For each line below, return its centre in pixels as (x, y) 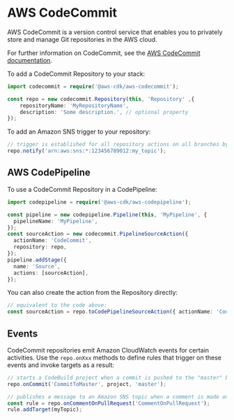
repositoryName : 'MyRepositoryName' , (75, 106)
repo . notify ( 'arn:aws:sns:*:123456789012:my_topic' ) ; (87, 151)
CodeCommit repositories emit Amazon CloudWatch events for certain (108, 350)
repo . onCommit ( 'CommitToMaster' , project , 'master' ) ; (87, 384)
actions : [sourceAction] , (51, 273)
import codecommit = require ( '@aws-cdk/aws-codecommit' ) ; (93, 86)
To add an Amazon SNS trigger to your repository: (79, 132)
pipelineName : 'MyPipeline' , (56, 221)
